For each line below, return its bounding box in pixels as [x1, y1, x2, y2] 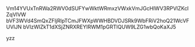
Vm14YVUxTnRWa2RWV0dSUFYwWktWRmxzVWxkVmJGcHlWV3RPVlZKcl [6, 5, 189, 12]
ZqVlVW [6, 11, 27, 18]
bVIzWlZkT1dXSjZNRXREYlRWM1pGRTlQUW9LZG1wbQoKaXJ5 [22, 23, 176, 30]
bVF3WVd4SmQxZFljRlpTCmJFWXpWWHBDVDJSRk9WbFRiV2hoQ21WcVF [6, 17, 190, 24]
